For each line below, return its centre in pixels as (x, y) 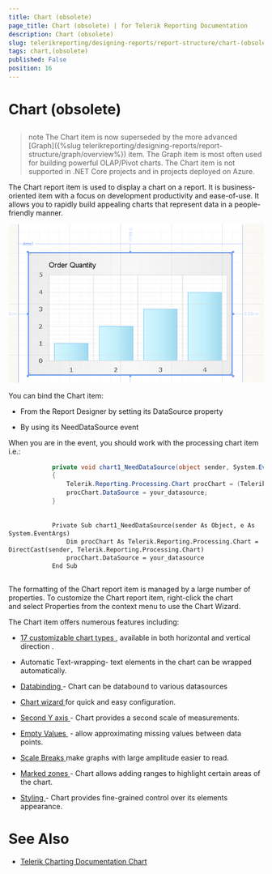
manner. (49, 213)
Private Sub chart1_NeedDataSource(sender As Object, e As (153, 525)
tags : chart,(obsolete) (49, 51)
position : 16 (30, 69)
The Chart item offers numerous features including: (94, 622)
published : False (38, 60)
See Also (39, 839)
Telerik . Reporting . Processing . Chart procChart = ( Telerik (166, 484)
